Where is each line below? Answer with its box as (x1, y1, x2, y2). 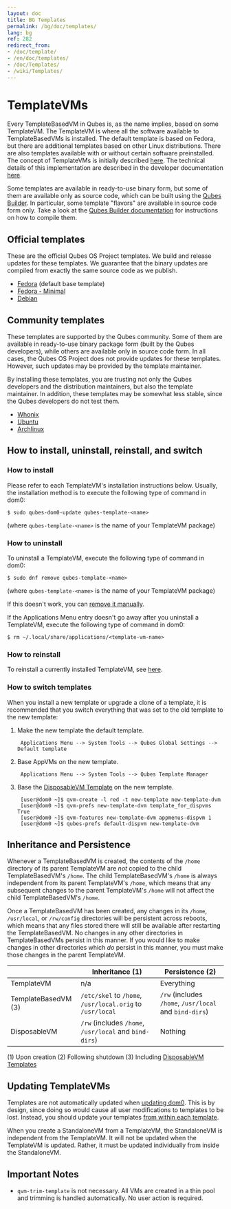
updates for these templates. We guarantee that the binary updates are (7, 259, 208, 268)
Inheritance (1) (91, 967, 142, 977)
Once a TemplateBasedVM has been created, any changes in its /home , (7, 907, 208, 915)
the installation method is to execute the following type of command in (7, 488, 206, 497)
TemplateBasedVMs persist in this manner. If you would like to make (7, 936, 201, 944)
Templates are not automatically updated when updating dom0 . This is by (7, 1098, 215, 1107)
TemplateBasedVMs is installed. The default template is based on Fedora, (7, 135, 215, 143)
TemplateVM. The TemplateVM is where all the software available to (7, 127, 199, 135)
